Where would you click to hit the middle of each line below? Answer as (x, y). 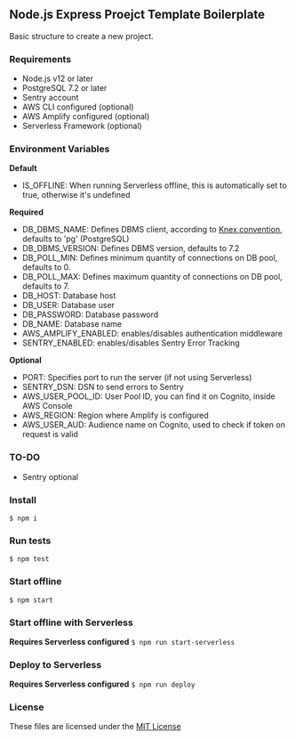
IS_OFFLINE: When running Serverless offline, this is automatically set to (154, 185)
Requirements (40, 59)
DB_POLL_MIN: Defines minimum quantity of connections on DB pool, (150, 258)
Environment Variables (60, 149)
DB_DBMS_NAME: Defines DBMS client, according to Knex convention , (152, 230)
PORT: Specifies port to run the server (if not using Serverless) (137, 378)
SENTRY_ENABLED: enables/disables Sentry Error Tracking (131, 343)
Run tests (30, 541)
